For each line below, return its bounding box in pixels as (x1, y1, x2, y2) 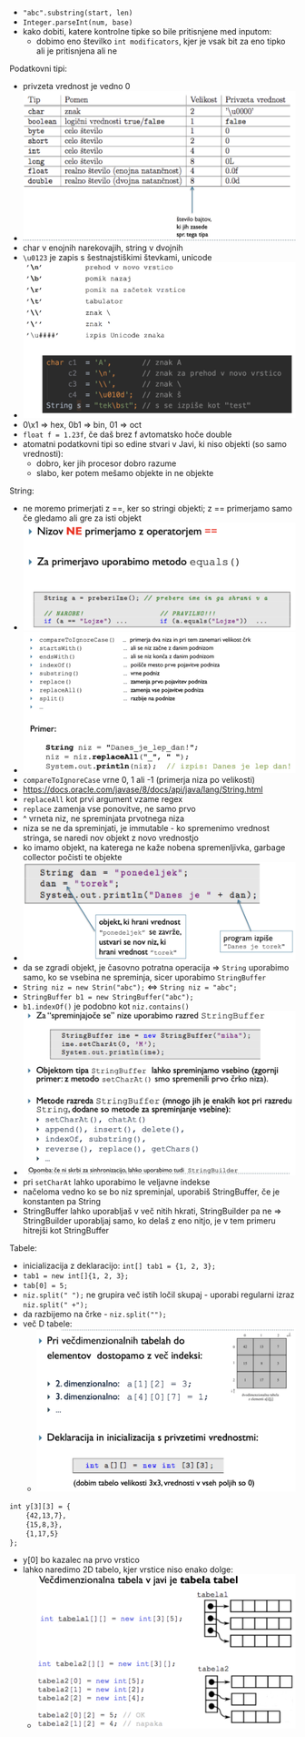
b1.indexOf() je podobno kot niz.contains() (22, 1001, 190, 1011)
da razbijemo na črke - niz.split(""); (22, 1309, 167, 1320)
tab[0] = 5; (22, 1282, 68, 1291)
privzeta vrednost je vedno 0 (22, 81, 131, 91)
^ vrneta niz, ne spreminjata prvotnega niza (22, 813, 184, 824)
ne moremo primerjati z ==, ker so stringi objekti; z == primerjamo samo (22, 503, 293, 514)
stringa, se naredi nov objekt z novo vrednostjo (22, 832, 200, 844)
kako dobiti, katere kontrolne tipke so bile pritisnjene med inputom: (22, 26, 272, 36)
